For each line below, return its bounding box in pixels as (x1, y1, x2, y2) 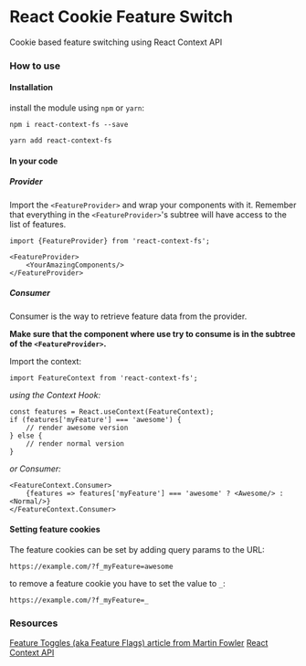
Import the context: (9, 355, 82, 366)
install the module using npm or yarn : (9, 102, 144, 113)
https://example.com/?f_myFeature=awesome (9, 562, 174, 571)
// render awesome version (26, 423, 129, 432)
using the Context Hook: (9, 389, 101, 400)
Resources (9, 617, 58, 629)
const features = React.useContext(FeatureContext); (9, 407, 215, 417)
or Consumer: (9, 463, 61, 474)
